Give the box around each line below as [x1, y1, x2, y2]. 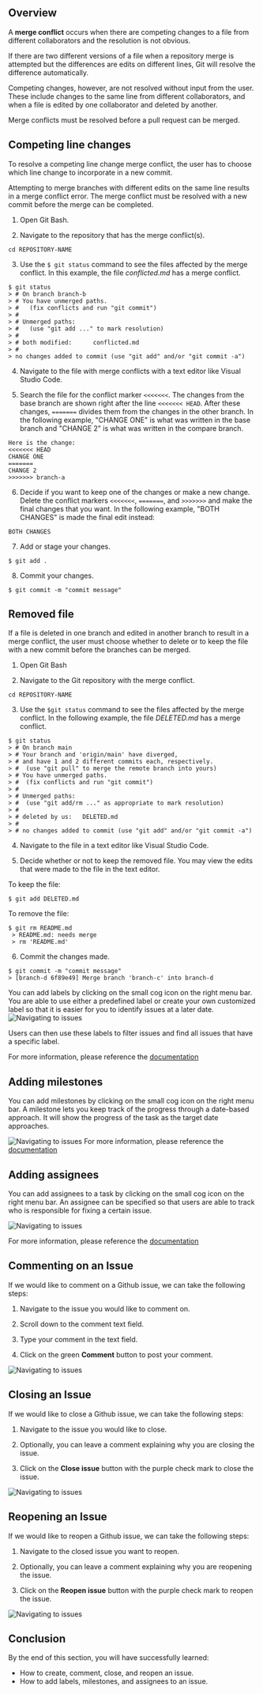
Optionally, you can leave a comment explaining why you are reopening [19, 1561, 253, 1571]
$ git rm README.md [8, 924, 73, 932]
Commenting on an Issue [8, 1259, 134, 1273]
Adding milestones [8, 1075, 103, 1088]
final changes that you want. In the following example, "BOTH [19, 504, 220, 513]
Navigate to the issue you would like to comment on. [19, 1304, 191, 1313]
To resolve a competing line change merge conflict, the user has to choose [8, 159, 252, 168]
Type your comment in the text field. [19, 1334, 138, 1344]
